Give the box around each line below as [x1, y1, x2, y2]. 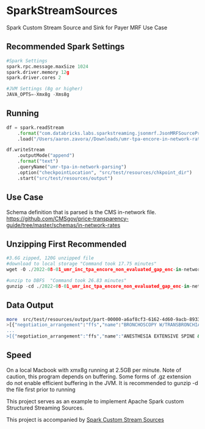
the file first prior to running [6, 386, 76, 393]
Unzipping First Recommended [6, 239, 127, 249]
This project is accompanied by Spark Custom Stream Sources [6, 416, 165, 423]
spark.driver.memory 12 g [6, 69, 70, 75]
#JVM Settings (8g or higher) [6, 86, 84, 92]
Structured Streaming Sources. [6, 404, 84, 411]
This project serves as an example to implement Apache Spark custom [6, 397, 184, 405]
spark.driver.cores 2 [6, 74, 62, 81]
